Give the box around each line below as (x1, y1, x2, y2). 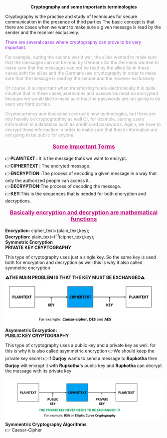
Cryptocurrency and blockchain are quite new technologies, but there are (5, 111, 156, 116)
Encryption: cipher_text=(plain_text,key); (5, 227, 90, 233)
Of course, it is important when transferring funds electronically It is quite (5, 85, 156, 91)
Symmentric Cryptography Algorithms (5, 421, 87, 427)
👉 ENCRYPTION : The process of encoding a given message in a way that (5, 170, 157, 176)
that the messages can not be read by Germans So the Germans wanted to (5, 59, 159, 65)
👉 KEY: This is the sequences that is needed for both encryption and (5, 191, 146, 196)
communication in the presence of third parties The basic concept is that (5, 19, 155, 24)
